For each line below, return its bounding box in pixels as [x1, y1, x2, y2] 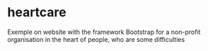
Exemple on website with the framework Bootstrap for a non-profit [7, 28, 201, 36]
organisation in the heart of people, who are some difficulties [7, 35, 185, 43]
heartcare [7, 4, 67, 21]
